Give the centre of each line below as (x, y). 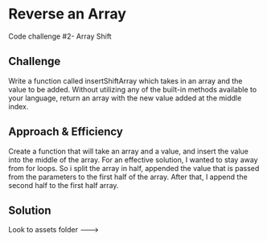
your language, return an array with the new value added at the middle (125, 98)
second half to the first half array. (64, 185)
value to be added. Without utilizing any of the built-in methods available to (133, 89)
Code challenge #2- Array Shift (60, 36)
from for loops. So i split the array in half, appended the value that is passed (134, 168)
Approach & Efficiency (66, 132)
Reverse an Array (68, 14)
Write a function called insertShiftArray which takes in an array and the (125, 80)
